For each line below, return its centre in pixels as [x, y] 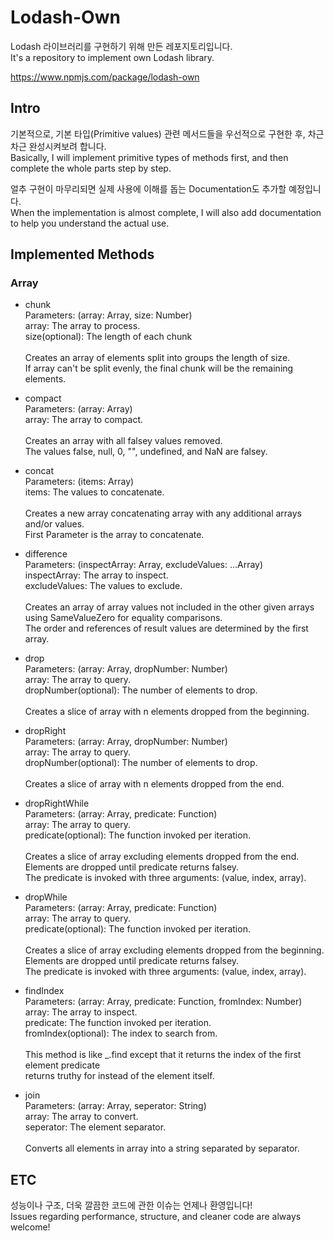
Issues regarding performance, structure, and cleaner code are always [156, 1217]
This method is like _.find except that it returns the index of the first [163, 1055]
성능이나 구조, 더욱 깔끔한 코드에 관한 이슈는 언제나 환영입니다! [131, 1205]
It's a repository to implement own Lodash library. [112, 57]
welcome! [30, 1227]
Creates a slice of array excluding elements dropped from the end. [162, 857]
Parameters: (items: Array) [79, 482]
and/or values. [54, 524]
